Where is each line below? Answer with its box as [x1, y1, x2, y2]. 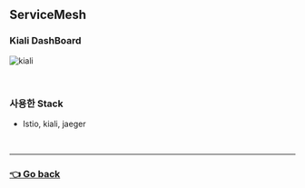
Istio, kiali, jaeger [22, 118, 86, 129]
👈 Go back [9, 167, 61, 180]
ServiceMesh [9, 7, 87, 23]
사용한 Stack [9, 97, 64, 110]
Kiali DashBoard [9, 35, 82, 47]
